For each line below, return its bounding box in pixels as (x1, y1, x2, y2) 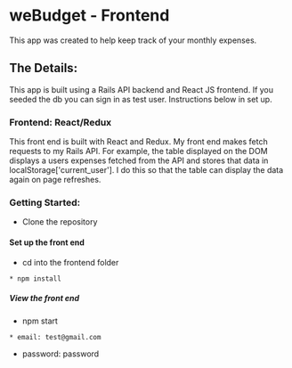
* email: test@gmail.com (9, 332, 101, 341)
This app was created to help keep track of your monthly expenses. (9, 35, 257, 45)
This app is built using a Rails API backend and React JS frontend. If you (9, 84, 274, 94)
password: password (21, 348, 100, 359)
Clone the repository (21, 217, 98, 227)
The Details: (9, 61, 78, 76)
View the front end (9, 293, 80, 304)
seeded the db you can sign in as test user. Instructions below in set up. (9, 94, 273, 104)
